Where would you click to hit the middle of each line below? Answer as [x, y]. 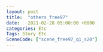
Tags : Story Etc [26, 34]
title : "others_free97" [37, 17]
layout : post [22, 12]
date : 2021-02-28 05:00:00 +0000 [51, 23]
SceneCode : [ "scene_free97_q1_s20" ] [52, 39]
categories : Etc [26, 28]
